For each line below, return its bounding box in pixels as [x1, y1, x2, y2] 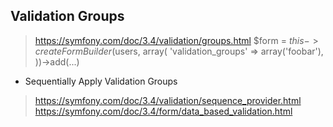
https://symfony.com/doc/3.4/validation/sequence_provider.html [34, 94, 302, 106]
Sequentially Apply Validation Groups [24, 75, 178, 87]
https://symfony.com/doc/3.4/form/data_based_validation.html [34, 105, 293, 117]
